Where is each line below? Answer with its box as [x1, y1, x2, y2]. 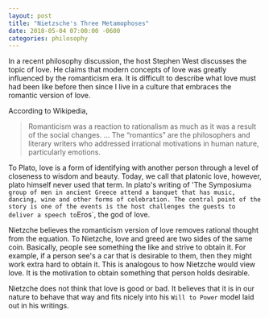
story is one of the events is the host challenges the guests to [8, 203, 236, 211]
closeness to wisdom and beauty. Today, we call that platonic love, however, [8, 171, 262, 181]
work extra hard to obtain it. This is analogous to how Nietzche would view [8, 259, 256, 270]
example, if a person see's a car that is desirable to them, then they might [8, 251, 252, 261]
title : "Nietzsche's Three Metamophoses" [8, 19, 150, 27]
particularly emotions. [27, 147, 101, 157]
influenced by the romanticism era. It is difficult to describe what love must [8, 73, 256, 83]
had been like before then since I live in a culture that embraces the [8, 82, 232, 92]
